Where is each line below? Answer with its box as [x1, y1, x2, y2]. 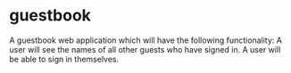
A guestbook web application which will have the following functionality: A [9, 35, 283, 45]
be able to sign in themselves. [9, 53, 120, 64]
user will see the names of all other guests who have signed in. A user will [9, 44, 281, 54]
